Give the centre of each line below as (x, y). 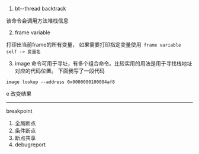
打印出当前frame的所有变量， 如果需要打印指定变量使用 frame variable (94, 45)
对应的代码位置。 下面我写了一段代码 (60, 71)
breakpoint (19, 111)
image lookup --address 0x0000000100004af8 (61, 82)
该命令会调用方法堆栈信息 (37, 21)
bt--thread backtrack (40, 9)
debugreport (30, 145)
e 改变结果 (19, 94)
